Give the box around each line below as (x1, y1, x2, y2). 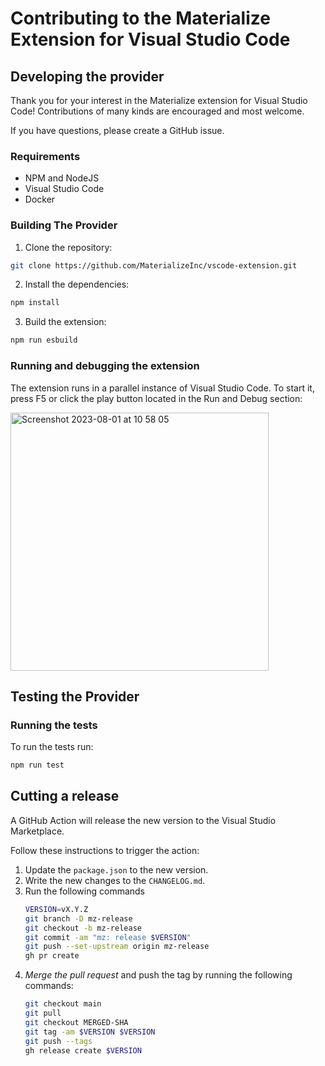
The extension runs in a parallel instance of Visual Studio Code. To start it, (10, 382, 315, 394)
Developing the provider (10, 68, 165, 85)
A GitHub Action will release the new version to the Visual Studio (10, 814, 277, 826)
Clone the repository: (24, 241, 113, 253)
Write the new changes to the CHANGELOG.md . (24, 874, 206, 886)
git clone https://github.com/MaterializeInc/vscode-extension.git (10, 260, 298, 271)
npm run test (10, 760, 65, 771)
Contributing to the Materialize (10, 7, 271, 30)
